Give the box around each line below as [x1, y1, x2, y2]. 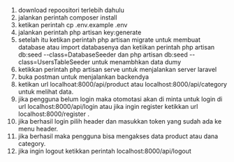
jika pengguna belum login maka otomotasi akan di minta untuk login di [17, 95, 223, 103]
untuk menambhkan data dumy [91, 58, 182, 66]
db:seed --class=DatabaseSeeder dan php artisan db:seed [17, 50, 188, 59]
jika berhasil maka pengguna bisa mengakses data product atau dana [17, 132, 219, 140]
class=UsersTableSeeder [17, 58, 90, 66]
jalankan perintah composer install [17, 13, 117, 22]
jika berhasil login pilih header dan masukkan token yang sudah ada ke [17, 117, 222, 125]
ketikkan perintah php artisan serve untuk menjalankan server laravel [17, 66, 217, 73]
